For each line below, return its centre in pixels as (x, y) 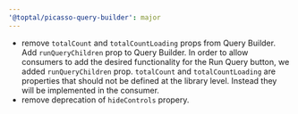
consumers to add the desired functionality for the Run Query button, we (155, 61)
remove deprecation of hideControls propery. (105, 100)
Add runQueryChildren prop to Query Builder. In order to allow (135, 52)
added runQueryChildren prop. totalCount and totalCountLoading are (149, 71)
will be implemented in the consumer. (90, 90)
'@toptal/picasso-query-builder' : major (85, 17)
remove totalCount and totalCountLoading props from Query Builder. (149, 43)
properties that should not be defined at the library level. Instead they (149, 80)
